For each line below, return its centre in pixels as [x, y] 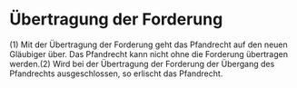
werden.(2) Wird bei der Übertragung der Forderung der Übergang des [142, 64]
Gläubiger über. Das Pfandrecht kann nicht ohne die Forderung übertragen [149, 54]
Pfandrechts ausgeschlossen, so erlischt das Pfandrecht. [116, 73]
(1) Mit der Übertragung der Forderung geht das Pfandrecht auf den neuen [148, 44]
